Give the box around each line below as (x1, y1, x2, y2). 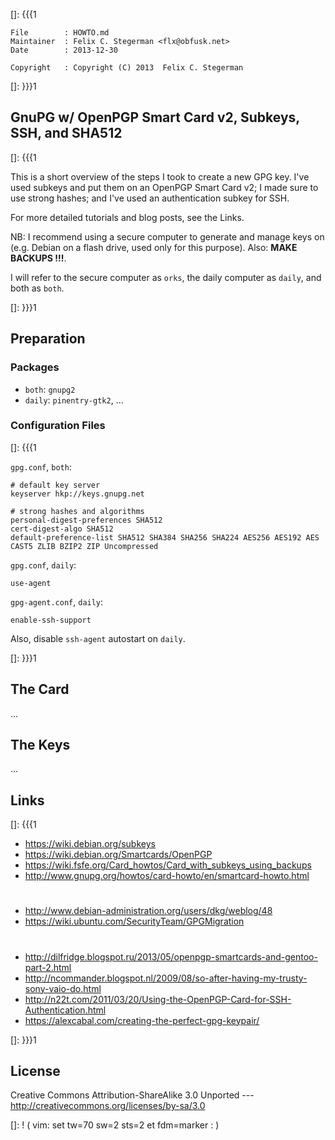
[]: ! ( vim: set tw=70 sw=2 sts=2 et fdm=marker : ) (10, 1119, 220, 1131)
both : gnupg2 (24, 383, 76, 395)
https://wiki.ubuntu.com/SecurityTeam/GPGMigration (24, 915, 245, 928)
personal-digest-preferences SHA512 (10, 515, 163, 525)
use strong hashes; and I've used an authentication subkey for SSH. (10, 192, 290, 204)
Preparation (10, 330, 86, 348)
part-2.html (24, 961, 72, 973)
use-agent (10, 578, 52, 588)
